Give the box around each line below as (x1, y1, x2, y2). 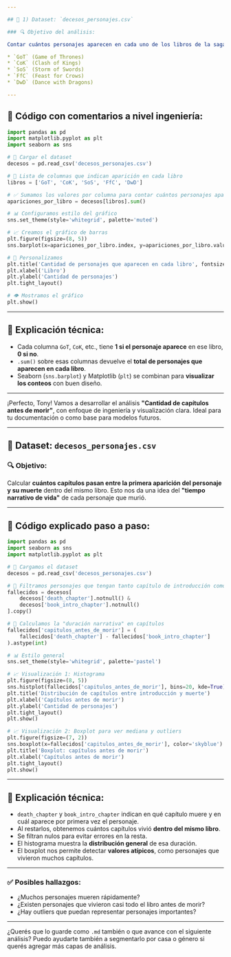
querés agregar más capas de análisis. (7, 942, 117, 950)
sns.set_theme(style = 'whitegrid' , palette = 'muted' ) (7, 217, 158, 224)
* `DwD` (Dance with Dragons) (7, 79, 94, 86)
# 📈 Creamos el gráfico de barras (7, 229, 108, 236)
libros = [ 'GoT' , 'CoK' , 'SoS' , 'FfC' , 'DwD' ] (7, 179, 143, 186)
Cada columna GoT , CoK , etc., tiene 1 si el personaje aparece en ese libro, (16, 342, 223, 351)
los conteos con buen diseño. (16, 379, 102, 387)
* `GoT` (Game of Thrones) (7, 53, 85, 61)
